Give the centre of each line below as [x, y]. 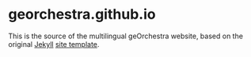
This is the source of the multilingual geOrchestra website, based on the [126, 36]
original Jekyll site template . [54, 44]
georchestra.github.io [82, 14]
